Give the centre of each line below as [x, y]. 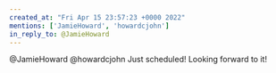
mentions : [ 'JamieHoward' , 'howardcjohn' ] [89, 26]
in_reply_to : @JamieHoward [59, 34]
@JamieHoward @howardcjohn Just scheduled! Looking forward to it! [138, 60]
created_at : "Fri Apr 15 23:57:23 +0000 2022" [97, 17]
